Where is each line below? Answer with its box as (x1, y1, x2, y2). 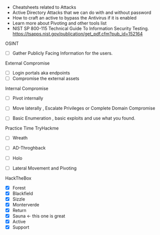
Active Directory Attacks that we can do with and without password (12, 9, 151, 15)
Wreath (12, 135, 28, 141)
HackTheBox (5, 175, 31, 181)
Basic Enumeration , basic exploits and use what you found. (12, 115, 135, 121)
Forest (12, 184, 26, 190)
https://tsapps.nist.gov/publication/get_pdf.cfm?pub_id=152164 (12, 31, 143, 36)
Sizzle (12, 196, 25, 202)
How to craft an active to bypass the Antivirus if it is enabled (12, 15, 136, 20)
